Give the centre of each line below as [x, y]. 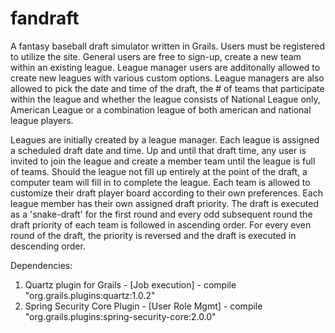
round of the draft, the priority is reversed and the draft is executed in [153, 235]
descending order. [48, 246]
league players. [42, 120]
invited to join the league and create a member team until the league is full [163, 161]
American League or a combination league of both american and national [161, 109]
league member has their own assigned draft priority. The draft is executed [165, 203]
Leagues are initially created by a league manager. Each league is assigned [165, 139]
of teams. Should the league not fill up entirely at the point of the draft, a [159, 171]
